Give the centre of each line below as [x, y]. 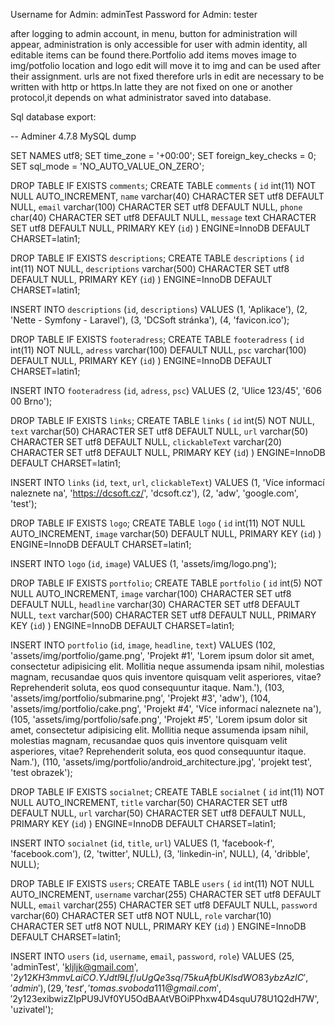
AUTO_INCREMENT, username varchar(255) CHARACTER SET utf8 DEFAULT [166, 894]
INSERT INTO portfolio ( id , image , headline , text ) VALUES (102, [143, 645]
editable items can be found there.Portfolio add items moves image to [153, 55]
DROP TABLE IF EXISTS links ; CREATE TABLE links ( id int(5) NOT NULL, [162, 420]
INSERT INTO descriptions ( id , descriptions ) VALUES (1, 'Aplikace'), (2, [159, 309]
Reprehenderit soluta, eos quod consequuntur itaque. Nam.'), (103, [147, 687]
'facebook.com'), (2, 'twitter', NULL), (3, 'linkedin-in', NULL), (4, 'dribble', [160, 853]
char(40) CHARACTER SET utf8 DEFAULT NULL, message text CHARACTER [163, 217]
